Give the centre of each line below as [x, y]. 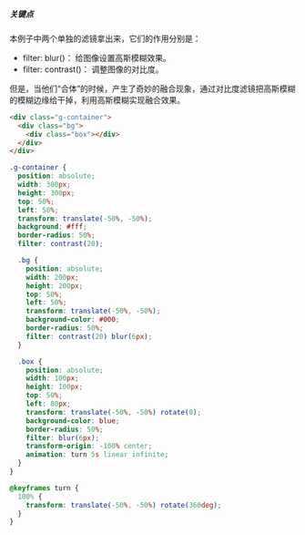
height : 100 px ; [55, 387]
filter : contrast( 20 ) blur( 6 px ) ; [89, 336]
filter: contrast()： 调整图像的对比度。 [93, 69]
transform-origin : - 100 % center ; [89, 447]
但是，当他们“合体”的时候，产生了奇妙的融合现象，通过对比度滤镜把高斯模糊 [152, 88]
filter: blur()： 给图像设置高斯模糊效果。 [97, 57]
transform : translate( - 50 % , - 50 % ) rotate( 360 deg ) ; [124, 505]
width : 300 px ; [44, 185]
